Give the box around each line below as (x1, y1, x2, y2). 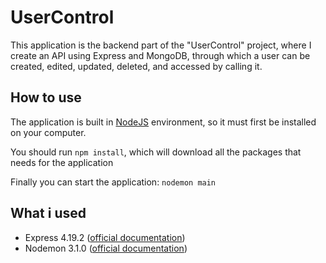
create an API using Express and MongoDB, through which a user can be (10, 49, 311, 61)
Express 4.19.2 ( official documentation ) (24, 231, 186, 243)
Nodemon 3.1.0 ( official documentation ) (24, 242, 188, 254)
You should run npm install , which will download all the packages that (10, 146, 302, 158)
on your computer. (10, 126, 87, 138)
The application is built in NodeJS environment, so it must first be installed (10, 116, 317, 128)
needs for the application (10, 156, 114, 168)
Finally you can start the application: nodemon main (10, 176, 217, 188)
